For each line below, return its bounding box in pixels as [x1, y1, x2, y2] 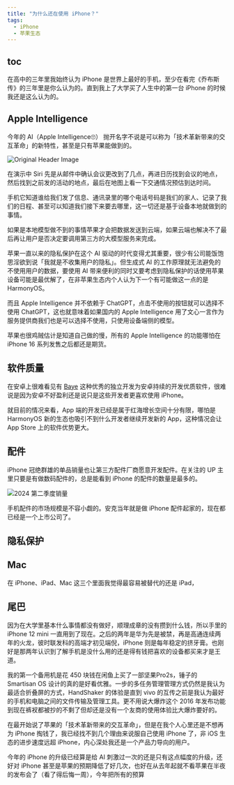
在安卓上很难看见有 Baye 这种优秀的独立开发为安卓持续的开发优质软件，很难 [7, 382, 226, 390]
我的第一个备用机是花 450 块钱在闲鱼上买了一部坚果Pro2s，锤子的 [7, 670, 198, 679]
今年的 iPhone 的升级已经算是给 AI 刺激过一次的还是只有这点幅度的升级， [7, 752, 217, 761]
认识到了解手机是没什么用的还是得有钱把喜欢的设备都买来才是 [37, 647, 214, 655]
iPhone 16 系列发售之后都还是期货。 [7, 339, 110, 348]
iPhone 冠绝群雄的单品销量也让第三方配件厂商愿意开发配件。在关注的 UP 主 [7, 465, 224, 474]
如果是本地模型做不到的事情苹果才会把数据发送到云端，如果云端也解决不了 [7, 225, 221, 234]
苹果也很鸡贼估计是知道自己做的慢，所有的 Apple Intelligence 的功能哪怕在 [7, 331, 221, 339]
